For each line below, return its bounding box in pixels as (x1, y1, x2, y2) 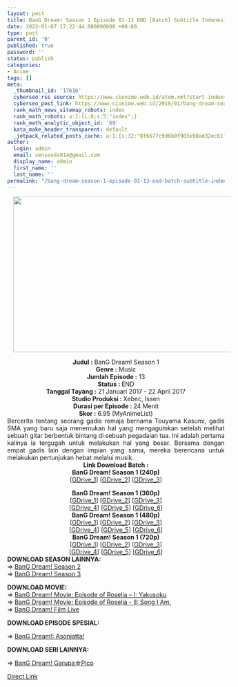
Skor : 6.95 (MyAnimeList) (79, 410, 153, 418)
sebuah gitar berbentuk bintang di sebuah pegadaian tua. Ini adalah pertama (7, 432, 225, 440)
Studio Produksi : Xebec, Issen (71, 395, 161, 403)
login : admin (13, 145, 51, 152)
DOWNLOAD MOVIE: (7, 583, 68, 592)
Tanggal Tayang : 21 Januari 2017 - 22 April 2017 (46, 387, 186, 396)
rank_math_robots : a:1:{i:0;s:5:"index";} (13, 113, 137, 120)
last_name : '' (13, 171, 54, 178)
